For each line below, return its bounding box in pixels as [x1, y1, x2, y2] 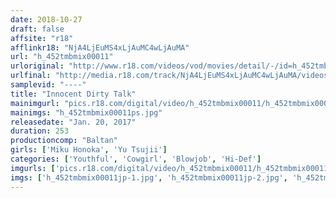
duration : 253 [10, 126, 70, 136]
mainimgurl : [10, 98, 60, 108]
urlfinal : [10, 71, 52, 81]
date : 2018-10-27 [10, 14, 83, 25]
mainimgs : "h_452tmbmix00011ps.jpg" [10, 107, 163, 118]
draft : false [10, 24, 65, 34]
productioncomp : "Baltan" [10, 136, 118, 146]
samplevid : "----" [10, 80, 87, 90]
